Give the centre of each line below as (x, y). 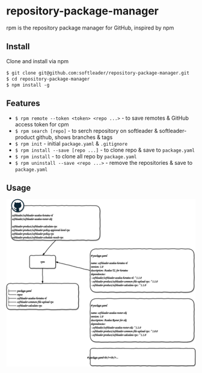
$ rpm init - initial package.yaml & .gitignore (71, 143)
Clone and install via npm (38, 61)
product (25, 137)
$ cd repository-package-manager (48, 79)
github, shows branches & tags (74, 137)
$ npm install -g (28, 85)
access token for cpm (42, 124)
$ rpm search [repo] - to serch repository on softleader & (86, 131)
